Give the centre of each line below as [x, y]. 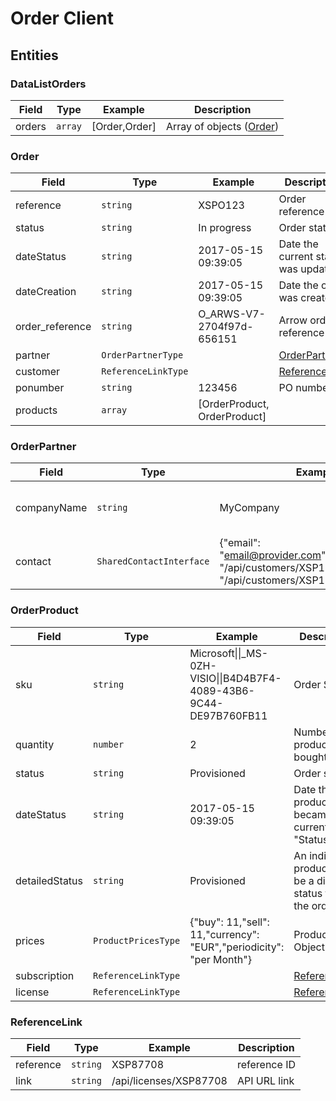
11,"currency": [224, 934]
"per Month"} [220, 959]
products [36, 410]
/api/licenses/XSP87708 [169, 1081]
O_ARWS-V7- [232, 314]
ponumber [40, 388]
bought [310, 757]
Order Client [62, 18]
